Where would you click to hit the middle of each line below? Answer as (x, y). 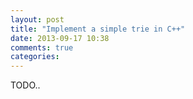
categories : (35, 57)
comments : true (42, 47)
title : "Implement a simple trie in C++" (98, 29)
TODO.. (25, 85)
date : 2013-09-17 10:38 (60, 38)
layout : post (37, 19)
